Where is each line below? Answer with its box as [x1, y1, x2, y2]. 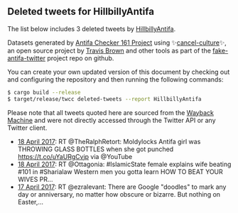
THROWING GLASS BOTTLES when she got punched [17, 145, 174, 153]
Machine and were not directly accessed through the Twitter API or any [7, 116, 216, 124]
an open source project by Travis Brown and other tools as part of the [7, 46, 212, 55]
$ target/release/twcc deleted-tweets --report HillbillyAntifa [7, 95, 202, 102]
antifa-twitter [7, 53, 46, 62]
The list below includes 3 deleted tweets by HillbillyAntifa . [7, 24, 176, 33]
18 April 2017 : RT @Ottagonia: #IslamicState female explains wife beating [17, 160, 232, 168]
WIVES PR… [17, 175, 53, 183]
